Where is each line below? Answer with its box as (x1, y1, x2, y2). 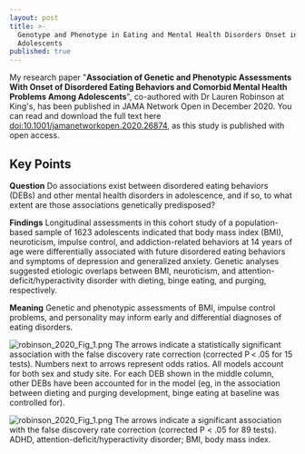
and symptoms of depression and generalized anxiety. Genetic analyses (9, 255, 280, 266)
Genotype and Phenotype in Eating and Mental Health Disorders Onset (17, 30, 286, 39)
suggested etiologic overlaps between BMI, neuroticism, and (9, 265, 236, 276)
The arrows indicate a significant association (114, 414, 282, 425)
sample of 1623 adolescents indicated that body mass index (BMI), (34, 226, 284, 237)
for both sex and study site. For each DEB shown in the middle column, (9, 368, 274, 379)
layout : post (9, 13, 59, 23)
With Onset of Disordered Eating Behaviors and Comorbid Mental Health (9, 82, 288, 93)
